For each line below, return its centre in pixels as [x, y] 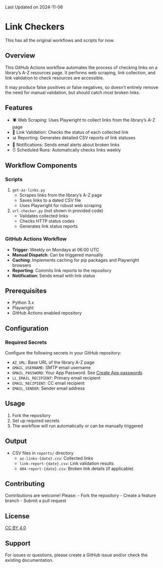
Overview [20, 56]
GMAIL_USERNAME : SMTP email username [51, 368]
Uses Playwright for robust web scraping [61, 206]
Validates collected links [44, 216]
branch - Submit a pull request [36, 501]
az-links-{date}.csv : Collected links [56, 458]
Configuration [27, 328]
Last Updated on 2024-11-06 [34, 7]
